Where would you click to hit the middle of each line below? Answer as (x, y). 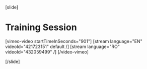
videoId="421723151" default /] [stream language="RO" (62, 46)
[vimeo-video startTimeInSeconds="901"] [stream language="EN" (74, 41)
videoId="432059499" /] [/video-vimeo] (47, 51)
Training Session (41, 27)
